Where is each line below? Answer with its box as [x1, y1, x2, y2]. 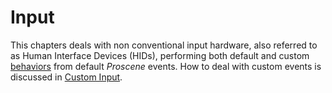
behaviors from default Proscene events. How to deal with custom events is [10, 60, 322, 72]
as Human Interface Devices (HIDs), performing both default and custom [10, 49, 310, 61]
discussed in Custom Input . [10, 71, 123, 83]
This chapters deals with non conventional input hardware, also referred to [10, 39, 318, 51]
